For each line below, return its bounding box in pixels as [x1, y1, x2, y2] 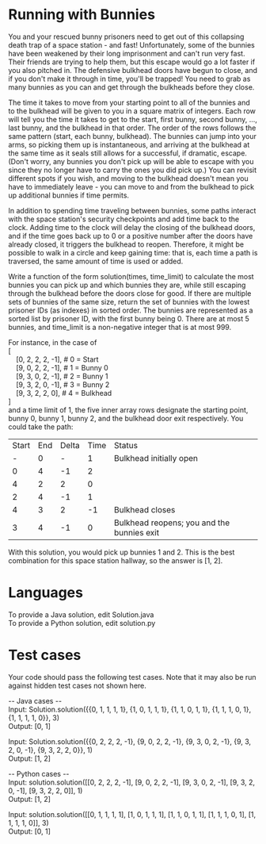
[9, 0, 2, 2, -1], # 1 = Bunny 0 [15, 363, 108, 372]
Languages [8, 584, 83, 602]
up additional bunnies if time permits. [8, 190, 129, 200]
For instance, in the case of [8, 337, 97, 347]
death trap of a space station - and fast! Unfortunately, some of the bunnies [8, 40, 255, 49]
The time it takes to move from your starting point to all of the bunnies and [8, 98, 251, 107]
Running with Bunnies [8, 6, 156, 24]
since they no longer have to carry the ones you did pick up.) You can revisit [8, 165, 257, 175]
